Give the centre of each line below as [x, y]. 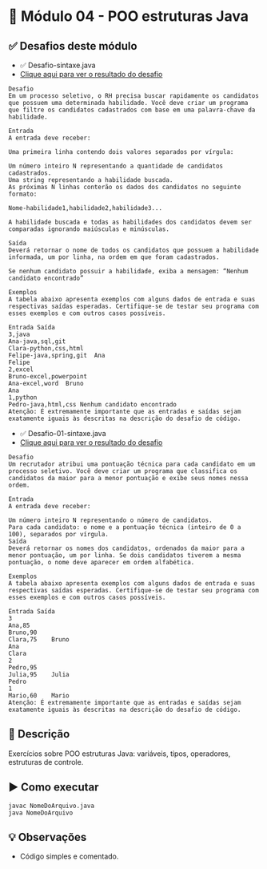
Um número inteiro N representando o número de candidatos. [111, 520]
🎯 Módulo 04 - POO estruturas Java [129, 16]
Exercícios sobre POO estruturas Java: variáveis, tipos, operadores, [120, 754]
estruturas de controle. [46, 762]
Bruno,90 [23, 633]
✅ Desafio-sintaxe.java [58, 65]
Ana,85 [19, 625]
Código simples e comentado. [69, 856]
